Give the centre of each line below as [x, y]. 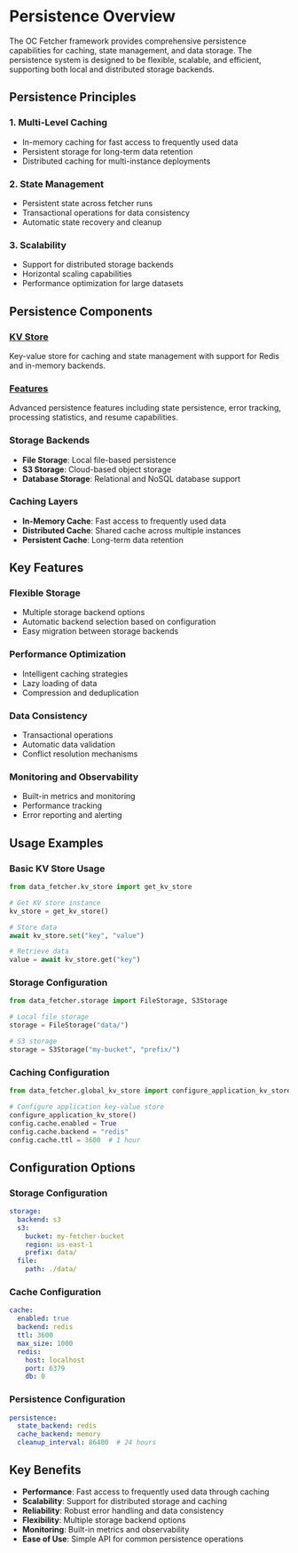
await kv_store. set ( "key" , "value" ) [77, 935]
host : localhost [55, 1360]
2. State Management [57, 184]
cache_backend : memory [59, 1434]
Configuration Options [72, 1168]
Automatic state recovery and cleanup [92, 222]
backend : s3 [39, 1220]
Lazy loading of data [59, 683]
